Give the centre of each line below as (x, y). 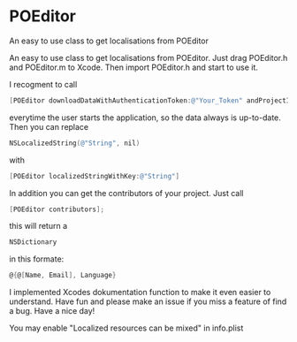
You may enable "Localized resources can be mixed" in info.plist (126, 328)
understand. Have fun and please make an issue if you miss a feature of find (148, 301)
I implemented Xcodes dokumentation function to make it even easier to (140, 293)
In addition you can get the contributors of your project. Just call (126, 193)
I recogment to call (43, 84)
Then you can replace (49, 126)
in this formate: (37, 259)
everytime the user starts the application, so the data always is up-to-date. (145, 118)
